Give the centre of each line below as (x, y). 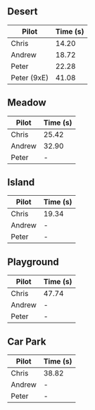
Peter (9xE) (30, 77)
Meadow (27, 103)
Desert (23, 12)
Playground (33, 262)
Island (21, 182)
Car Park (27, 341)
